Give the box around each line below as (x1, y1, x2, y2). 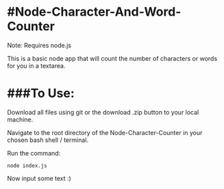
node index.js (7, 162, 48, 169)
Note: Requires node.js (7, 41, 72, 49)
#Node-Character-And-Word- (7, 4, 182, 20)
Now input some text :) (7, 174, 72, 182)
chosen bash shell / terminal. (7, 136, 89, 144)
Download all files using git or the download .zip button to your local (7, 108, 199, 116)
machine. (7, 115, 34, 123)
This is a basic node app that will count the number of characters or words (7, 54, 218, 62)
